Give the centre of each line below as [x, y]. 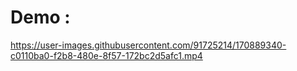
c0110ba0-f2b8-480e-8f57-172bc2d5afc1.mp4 [106, 55]
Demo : [40, 17]
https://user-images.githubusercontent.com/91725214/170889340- [148, 45]
